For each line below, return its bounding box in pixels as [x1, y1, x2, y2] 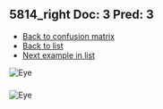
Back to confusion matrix [21, 30, 115, 41]
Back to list [21, 40, 64, 51]
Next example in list [21, 49, 96, 61]
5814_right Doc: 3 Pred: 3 [9, 7, 154, 22]
